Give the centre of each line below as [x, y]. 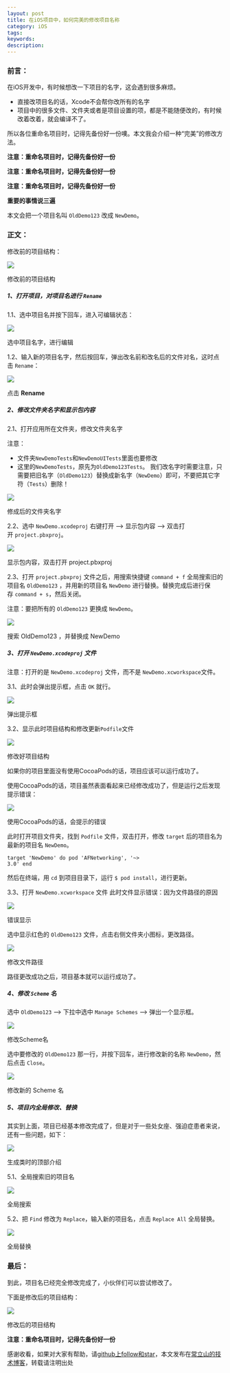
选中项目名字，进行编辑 [40, 342]
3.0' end [20, 864]
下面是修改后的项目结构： [43, 1297]
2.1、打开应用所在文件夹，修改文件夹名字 [65, 428]
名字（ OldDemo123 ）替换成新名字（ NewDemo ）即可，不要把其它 [127, 475]
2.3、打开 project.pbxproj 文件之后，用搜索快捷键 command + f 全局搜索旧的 [115, 576]
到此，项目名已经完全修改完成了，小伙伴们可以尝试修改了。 [91, 1282]
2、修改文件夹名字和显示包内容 [51, 410]
